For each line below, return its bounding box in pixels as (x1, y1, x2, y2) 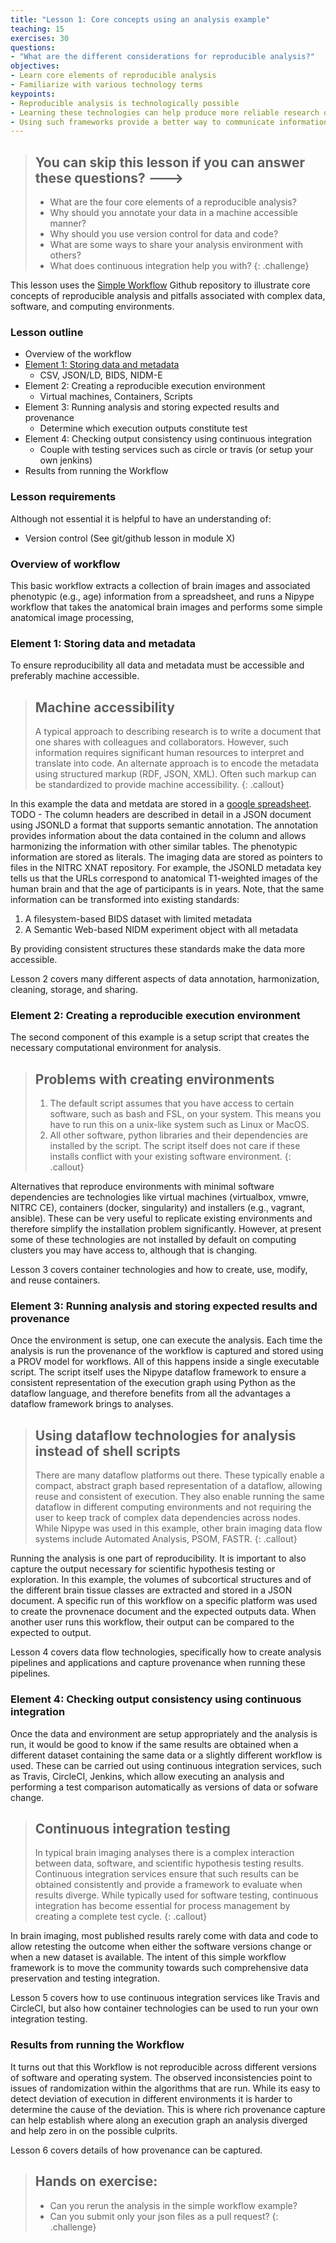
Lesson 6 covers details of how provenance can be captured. (10, 2144, 263, 2156)
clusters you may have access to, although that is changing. (10, 1244, 258, 1256)
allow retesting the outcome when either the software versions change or (10, 1941, 313, 1953)
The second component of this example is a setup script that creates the (10, 1031, 310, 1043)
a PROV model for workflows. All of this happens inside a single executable (10, 1356, 320, 1368)
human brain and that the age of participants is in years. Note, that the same (10, 883, 325, 895)
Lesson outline (10, 325, 84, 339)
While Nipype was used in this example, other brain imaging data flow (34, 1522, 323, 1535)
